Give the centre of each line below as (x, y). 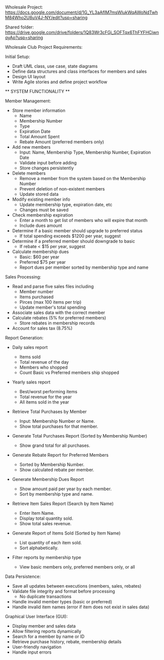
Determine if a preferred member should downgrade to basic (74, 241)
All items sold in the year (44, 402)
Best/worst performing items (48, 392)
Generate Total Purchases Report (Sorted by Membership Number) (80, 436)
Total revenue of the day (44, 362)
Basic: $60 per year (39, 257)
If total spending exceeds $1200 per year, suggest (70, 236)
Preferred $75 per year (43, 262)
